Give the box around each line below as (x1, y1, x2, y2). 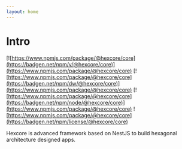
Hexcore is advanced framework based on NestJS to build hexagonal (6, 129, 178, 136)
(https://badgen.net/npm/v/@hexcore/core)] (6, 60, 116, 68)
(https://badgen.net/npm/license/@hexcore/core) (6, 118, 129, 125)
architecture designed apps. (6, 136, 76, 143)
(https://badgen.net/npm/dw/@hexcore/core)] (6, 80, 120, 87)
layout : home (6, 8, 39, 15)
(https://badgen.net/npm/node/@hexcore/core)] (6, 99, 125, 106)
